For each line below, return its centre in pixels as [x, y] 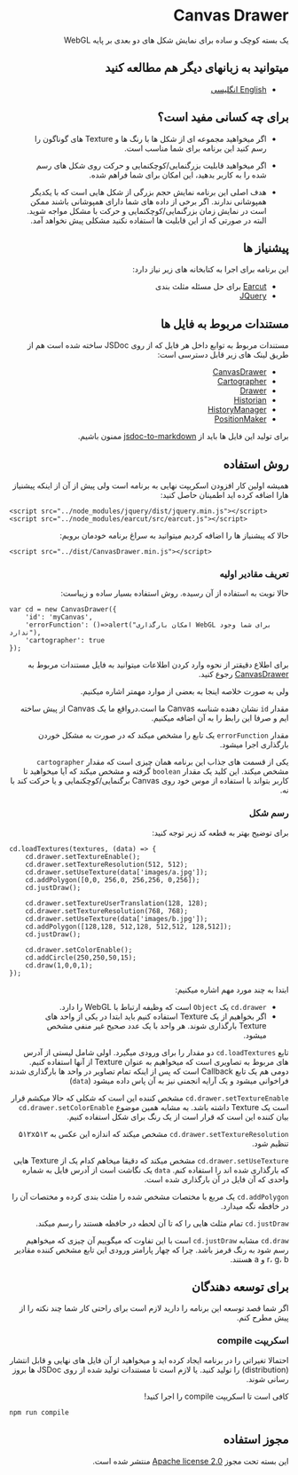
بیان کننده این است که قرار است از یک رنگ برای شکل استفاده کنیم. [177, 1116]
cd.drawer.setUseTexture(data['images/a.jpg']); [117, 872]
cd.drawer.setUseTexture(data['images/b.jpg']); [117, 919]
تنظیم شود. [270, 1143]
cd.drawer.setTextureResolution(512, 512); [107, 864]
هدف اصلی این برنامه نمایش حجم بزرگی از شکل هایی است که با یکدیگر [149, 192]
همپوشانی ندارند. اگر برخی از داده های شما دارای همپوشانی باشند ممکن [149, 201]
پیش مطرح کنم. [263, 1318]
